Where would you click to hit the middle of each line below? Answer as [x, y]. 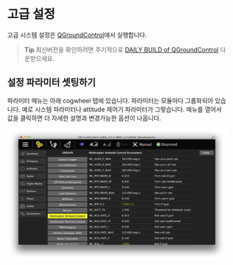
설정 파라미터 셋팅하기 [51, 83]
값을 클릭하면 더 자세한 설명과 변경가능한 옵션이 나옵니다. [84, 118]
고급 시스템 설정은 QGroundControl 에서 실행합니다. [77, 35]
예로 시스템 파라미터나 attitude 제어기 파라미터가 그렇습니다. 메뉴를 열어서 [122, 109]
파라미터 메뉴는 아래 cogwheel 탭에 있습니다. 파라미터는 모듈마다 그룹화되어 [110, 100]
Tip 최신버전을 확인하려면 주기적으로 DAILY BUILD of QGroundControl [121, 49]
